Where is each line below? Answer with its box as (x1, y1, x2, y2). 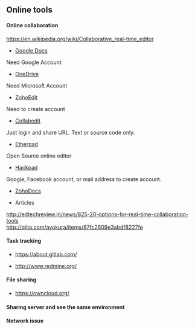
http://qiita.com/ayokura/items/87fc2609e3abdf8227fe (6, 223, 143, 231)
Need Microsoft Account (6, 81, 68, 89)
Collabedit (14, 117, 41, 124)
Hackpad (14, 164, 38, 171)
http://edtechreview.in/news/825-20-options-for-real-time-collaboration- (6, 211, 189, 218)
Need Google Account (6, 59, 62, 66)
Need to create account (6, 105, 65, 112)
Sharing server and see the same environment (6, 303, 125, 310)
